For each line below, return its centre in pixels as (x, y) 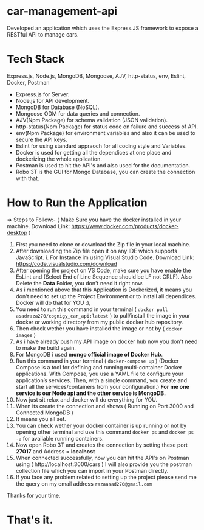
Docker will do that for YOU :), (53, 302)
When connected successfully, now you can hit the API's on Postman (103, 458)
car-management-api (62, 11)
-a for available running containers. (59, 438)
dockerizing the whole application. (59, 159)
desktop (17, 232)
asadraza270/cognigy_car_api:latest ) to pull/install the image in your (103, 315)
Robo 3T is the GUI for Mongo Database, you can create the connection (105, 172)
